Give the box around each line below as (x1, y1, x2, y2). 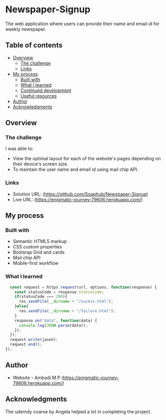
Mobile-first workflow (12, 260, 59, 266)
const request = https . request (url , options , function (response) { (10, 284, 157, 290)
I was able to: (5, 145, 34, 152)
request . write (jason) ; (10, 337, 58, 342)
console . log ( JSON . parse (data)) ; (18, 322, 88, 328)
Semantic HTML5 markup (12, 238, 67, 244)
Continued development (20, 87, 72, 93)
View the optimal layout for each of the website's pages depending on (12, 156, 161, 162)
